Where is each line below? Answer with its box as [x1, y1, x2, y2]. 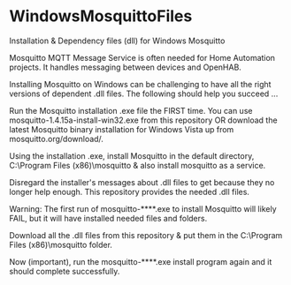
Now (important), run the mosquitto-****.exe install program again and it [9, 256, 272, 266]
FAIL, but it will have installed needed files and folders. [9, 213, 208, 223]
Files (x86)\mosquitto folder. [9, 239, 113, 250]
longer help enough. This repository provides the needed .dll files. [9, 186, 250, 197]
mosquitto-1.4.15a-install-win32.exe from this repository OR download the [9, 115, 278, 125]
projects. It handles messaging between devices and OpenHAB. [9, 62, 241, 72]
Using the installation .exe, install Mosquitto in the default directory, [9, 150, 255, 161]
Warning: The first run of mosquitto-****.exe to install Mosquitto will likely [9, 203, 277, 214]
